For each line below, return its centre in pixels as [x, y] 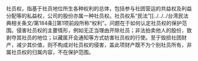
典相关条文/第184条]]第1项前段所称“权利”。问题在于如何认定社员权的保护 [94, 23]
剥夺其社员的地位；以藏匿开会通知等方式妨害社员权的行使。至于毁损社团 [94, 37]
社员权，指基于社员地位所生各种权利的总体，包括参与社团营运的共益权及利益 [99, 8]
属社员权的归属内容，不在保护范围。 [50, 52]
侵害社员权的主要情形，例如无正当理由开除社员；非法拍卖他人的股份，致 [104, 30]
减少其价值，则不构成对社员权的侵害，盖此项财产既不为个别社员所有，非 [104, 45]
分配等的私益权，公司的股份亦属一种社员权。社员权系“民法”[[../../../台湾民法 [97, 16]
